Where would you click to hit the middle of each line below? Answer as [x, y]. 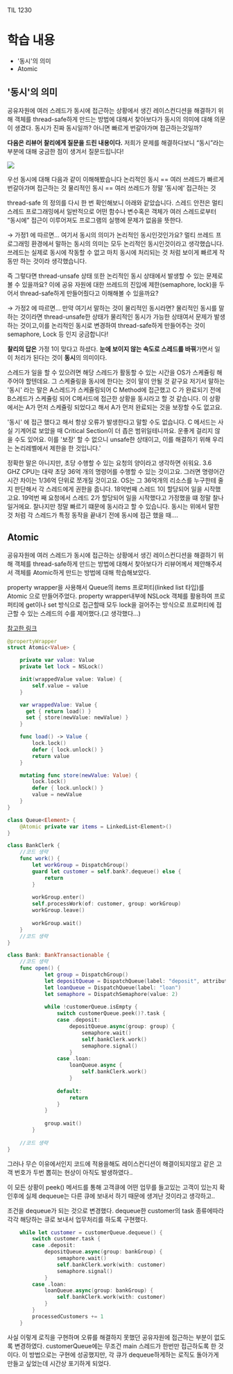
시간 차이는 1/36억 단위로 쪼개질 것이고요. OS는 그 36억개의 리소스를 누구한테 [112, 480]
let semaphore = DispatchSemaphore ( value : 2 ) [111, 994]
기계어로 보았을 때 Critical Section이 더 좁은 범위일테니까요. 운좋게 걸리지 [114, 430]
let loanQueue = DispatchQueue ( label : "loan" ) [113, 988]
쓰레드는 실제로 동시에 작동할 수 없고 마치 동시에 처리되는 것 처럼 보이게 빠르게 [113, 252]
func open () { [40, 968]
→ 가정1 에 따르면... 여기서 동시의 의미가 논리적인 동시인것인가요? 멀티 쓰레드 [111, 235]
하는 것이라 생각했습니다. [53, 261]
